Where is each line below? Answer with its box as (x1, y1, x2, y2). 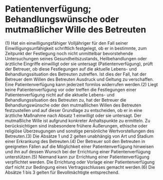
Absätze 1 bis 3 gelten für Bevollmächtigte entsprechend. (5, 169, 120, 175)
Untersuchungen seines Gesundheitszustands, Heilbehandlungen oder (5, 55, 147, 61)
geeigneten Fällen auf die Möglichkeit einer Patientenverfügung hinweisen (5, 144, 154, 149)
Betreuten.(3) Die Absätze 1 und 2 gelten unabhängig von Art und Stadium (5, 133, 154, 139)
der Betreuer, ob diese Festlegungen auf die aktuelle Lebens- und (5, 66, 137, 72)
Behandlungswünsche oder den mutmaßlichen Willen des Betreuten (5, 102, 142, 108)
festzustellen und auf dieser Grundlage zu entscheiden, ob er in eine (5, 107, 143, 113)
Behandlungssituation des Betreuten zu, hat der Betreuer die (5, 97, 127, 103)
